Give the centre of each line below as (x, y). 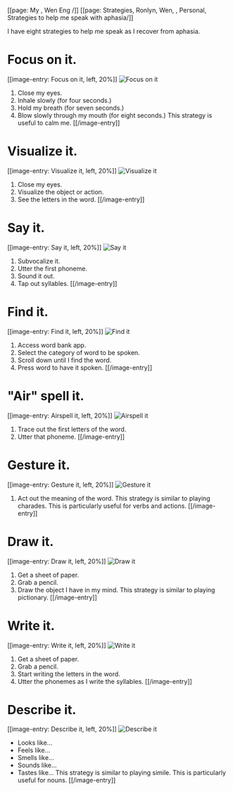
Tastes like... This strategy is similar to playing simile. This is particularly (122, 773)
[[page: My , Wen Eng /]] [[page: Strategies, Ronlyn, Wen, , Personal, (107, 10)
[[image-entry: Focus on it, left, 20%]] (62, 79)
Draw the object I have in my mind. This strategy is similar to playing (116, 590)
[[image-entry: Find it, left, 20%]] (55, 331)
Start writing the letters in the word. (69, 674)
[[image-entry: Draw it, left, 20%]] (57, 561)
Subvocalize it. (39, 261)
